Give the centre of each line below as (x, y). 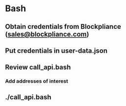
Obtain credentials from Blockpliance (63, 27)
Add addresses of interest (37, 81)
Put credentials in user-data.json (56, 51)
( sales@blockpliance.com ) (47, 34)
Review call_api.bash (38, 67)
